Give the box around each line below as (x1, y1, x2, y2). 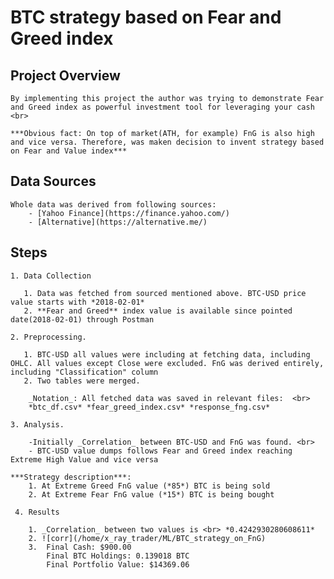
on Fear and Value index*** (10, 146, 128, 156)
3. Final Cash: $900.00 (28, 542, 132, 552)
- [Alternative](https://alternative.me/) (28, 217, 208, 227)
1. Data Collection (10, 271, 92, 281)
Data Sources (10, 173, 97, 190)
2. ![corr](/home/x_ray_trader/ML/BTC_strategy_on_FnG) (28, 533, 267, 543)
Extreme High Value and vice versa (10, 454, 159, 465)
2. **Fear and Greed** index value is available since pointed (23, 306, 293, 316)
